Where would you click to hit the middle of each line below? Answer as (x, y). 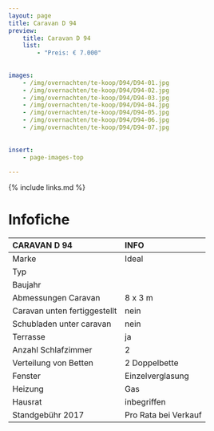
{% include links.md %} (47, 187)
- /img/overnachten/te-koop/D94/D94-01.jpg (96, 83)
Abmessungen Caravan (56, 298)
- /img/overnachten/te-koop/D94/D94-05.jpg (96, 113)
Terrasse (29, 337)
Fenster (27, 376)
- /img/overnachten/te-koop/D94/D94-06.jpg (96, 120)
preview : (23, 30)
